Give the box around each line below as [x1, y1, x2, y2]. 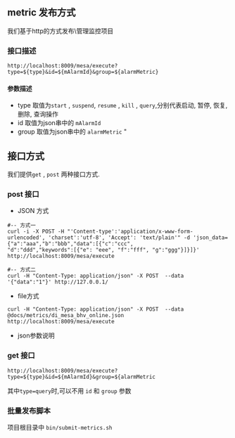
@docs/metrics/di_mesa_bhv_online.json [7, 312, 125, 319]
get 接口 [7, 351, 35, 361]
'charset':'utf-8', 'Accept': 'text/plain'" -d [48, 234, 191, 241]
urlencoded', [7, 234, 46, 241]
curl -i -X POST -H [7, 228, 65, 236]
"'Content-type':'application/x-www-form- [67, 228, 193, 236]
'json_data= [193, 234, 229, 241]
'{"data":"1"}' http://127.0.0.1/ [7, 278, 109, 286]
